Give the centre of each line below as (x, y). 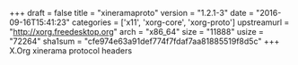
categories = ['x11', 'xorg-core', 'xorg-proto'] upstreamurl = (180, 22)
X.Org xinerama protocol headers (71, 51)
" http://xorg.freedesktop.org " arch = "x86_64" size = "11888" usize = (137, 32)
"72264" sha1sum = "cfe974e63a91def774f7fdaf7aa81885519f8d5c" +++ (145, 41)
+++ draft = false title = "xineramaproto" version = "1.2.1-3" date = (131, 13)
